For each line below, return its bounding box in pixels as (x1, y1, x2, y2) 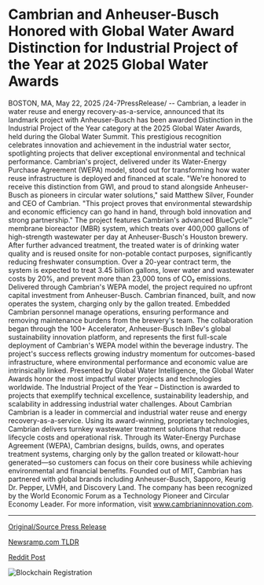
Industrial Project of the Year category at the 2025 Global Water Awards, (8, 123, 242, 133)
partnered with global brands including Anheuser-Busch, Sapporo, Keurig (8, 474, 246, 484)
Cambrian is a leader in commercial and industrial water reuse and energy (8, 407, 247, 417)
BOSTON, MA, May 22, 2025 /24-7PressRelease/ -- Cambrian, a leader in (8, 98, 247, 108)
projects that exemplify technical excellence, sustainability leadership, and (8, 391, 249, 400)
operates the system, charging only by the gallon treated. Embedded (8, 299, 230, 308)
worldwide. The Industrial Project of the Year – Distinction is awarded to (8, 382, 240, 392)
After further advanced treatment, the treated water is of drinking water (8, 240, 240, 249)
